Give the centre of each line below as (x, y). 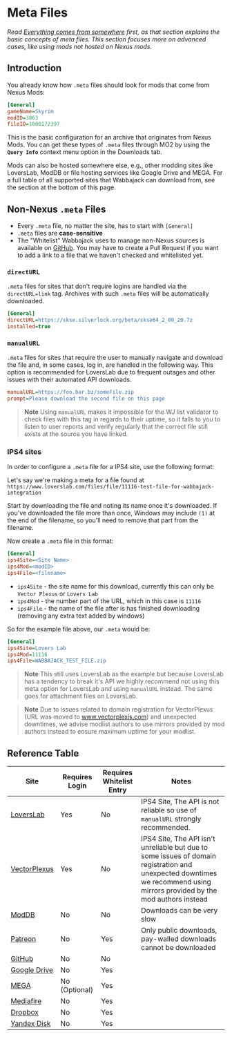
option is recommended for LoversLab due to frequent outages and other (111, 372)
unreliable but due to (175, 848)
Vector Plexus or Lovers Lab (58, 593)
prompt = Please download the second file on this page (86, 399)
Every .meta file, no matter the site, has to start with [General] (105, 226)
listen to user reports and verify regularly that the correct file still (116, 427)
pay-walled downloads (178, 939)
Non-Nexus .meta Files (57, 209)
